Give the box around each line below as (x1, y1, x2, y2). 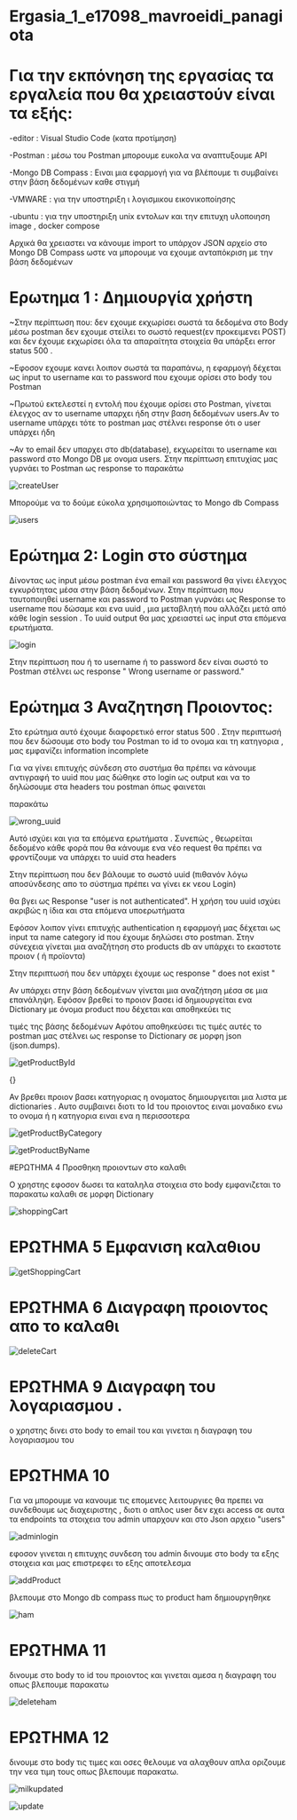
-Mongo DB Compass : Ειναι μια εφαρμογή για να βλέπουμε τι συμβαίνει (9, 167, 278, 178)
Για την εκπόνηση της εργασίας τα (9, 66, 275, 86)
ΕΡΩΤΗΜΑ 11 (9, 1640, 106, 1660)
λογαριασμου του (9, 1434, 74, 1444)
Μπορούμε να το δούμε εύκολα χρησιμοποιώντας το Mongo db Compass (9, 497, 279, 508)
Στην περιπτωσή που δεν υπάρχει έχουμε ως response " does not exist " (9, 968, 276, 978)
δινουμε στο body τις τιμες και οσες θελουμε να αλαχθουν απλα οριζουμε (9, 1756, 286, 1768)
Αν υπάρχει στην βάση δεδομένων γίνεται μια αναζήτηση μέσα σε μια (9, 985, 269, 995)
